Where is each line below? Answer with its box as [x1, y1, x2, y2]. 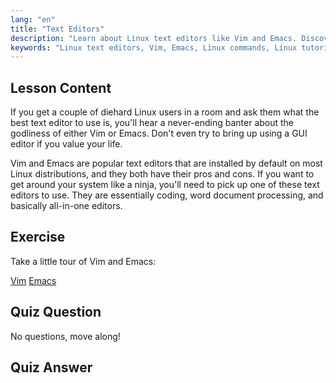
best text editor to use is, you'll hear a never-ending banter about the [10, 117, 295, 129]
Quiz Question [10, 304, 102, 321]
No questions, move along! [10, 330, 121, 342]
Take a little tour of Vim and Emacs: [10, 255, 157, 267]
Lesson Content [10, 79, 112, 96]
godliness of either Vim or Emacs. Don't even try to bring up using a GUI [10, 127, 308, 140]
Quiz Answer [10, 359, 93, 376]
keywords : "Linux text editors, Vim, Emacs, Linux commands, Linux [10, 42, 298, 53]
